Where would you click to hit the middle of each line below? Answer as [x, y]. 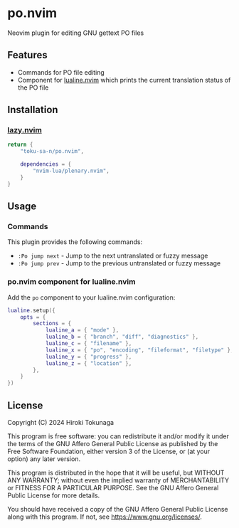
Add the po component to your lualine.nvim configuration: [91, 297]
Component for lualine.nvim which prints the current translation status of [124, 80]
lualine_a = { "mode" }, [82, 330]
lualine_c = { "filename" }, [89, 344]
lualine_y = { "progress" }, [89, 357]
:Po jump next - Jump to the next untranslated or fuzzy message [113, 256]
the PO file [33, 88]
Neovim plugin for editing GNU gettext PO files [76, 33]
